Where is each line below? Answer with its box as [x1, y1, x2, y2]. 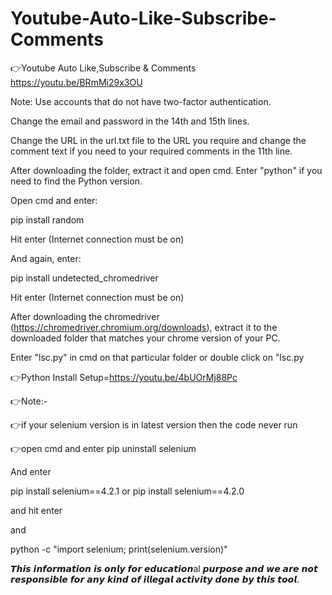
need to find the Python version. [10, 175, 143, 187]
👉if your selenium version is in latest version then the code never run [10, 418, 298, 431]
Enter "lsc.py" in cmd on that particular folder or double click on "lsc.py [10, 351, 305, 363]
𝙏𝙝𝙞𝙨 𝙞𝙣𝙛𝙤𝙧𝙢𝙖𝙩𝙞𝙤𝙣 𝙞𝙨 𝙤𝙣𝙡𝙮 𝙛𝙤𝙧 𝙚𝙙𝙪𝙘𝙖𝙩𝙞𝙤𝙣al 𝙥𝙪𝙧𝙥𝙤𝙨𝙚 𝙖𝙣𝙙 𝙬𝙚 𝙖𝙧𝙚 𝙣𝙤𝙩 [10, 562, 318, 574]
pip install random [10, 213, 85, 226]
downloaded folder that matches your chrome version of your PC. [10, 332, 281, 344]
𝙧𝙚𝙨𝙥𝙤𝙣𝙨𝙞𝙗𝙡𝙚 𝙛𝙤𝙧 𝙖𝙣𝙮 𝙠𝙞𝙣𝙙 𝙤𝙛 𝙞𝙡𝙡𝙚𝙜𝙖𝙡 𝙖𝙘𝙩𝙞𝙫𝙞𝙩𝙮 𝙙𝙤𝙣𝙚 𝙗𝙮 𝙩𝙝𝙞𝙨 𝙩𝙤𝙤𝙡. [10, 573, 300, 585]
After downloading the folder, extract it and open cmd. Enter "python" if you [10, 164, 323, 176]
